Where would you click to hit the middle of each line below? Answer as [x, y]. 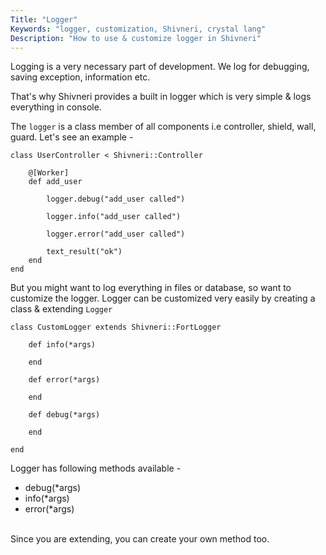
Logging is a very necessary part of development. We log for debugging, [160, 67]
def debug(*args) [64, 415]
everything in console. [56, 107]
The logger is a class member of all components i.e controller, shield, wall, [163, 127]
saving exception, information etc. [80, 77]
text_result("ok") [84, 252]
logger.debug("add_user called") [116, 199]
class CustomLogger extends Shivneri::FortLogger [116, 327]
